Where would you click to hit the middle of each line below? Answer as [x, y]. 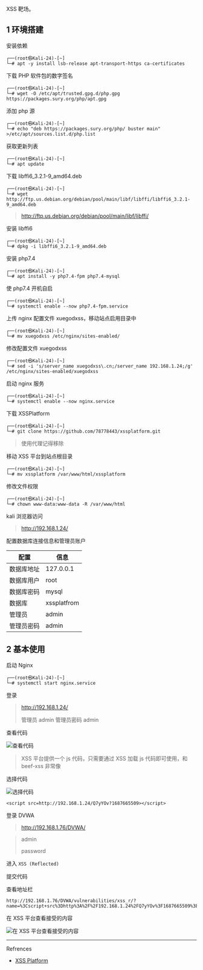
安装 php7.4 [21, 258]
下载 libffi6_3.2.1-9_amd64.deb [44, 176]
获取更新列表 [22, 146]
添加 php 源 [21, 110]
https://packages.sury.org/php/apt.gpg [56, 99]
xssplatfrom [63, 602]
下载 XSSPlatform [28, 413]
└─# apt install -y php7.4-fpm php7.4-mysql [63, 276]
